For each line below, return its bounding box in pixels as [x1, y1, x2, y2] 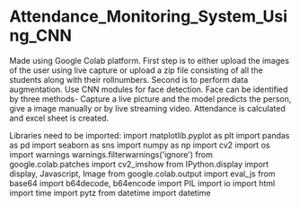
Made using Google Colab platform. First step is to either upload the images [9, 55, 290, 66]
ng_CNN [9, 25, 72, 46]
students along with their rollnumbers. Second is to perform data [9, 74, 249, 85]
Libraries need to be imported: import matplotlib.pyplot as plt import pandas [9, 130, 290, 140]
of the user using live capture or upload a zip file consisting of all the [9, 65, 263, 76]
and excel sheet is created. [9, 112, 110, 123]
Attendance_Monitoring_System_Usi [9, 6, 288, 27]
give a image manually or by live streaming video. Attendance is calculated [9, 103, 286, 113]
